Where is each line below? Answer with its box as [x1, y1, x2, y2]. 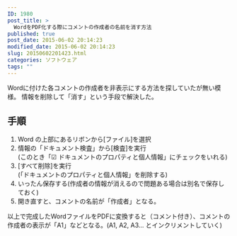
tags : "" [7, 63, 33, 70]
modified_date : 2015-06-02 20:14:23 [7, 43, 115, 50]
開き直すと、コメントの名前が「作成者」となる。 [17, 197, 161, 206]
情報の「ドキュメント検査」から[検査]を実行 [17, 144, 147, 152]
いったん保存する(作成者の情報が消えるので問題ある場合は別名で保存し [17, 179, 225, 188]
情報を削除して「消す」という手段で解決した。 [21, 92, 158, 101]
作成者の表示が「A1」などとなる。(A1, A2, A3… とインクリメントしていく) [7, 221, 223, 230]
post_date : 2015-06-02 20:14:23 [7, 37, 103, 44]
